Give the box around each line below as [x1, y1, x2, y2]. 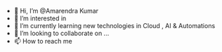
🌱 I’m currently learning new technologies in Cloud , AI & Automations [13, 22, 216, 30]
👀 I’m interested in [13, 14, 67, 22]
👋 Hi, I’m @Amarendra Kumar [13, 7, 99, 15]
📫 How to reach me [13, 37, 72, 45]
